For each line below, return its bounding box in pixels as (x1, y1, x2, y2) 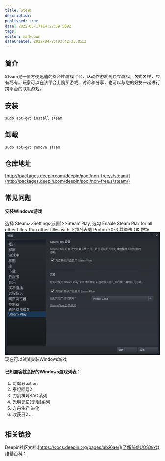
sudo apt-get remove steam (5, 145, 60, 150)
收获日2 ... (12, 411, 33, 417)
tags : (5, 29, 16, 34)
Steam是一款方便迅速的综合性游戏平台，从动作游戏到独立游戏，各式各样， (5, 73, 156, 79)
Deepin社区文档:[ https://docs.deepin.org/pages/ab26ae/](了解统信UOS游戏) (5, 444, 160, 450)
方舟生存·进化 (12, 405, 40, 411)
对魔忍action (12, 381, 38, 386)
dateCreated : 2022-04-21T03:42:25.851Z (5, 39, 87, 44)
